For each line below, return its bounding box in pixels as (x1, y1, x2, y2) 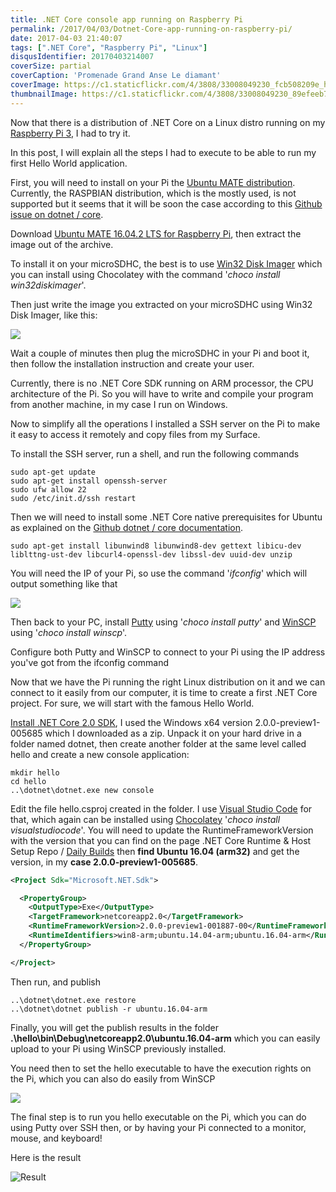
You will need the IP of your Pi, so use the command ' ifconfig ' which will (10, 567, 308, 579)
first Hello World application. (10, 157, 128, 169)
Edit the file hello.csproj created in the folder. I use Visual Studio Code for (10, 802, 313, 815)
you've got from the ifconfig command (10, 656, 169, 668)
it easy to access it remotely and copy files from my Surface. (10, 428, 261, 440)
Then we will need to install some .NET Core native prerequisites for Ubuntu (10, 511, 323, 523)
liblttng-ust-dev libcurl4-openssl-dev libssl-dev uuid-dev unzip (10, 549, 293, 560)
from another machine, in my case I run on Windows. (10, 398, 228, 410)
